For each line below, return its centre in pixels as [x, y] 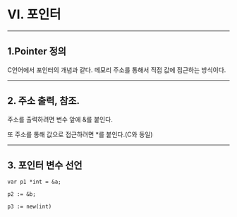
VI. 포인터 [34, 14]
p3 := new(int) [30, 207]
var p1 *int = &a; [34, 182]
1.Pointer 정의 [37, 51]
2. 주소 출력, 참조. [43, 101]
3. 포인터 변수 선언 [45, 165]
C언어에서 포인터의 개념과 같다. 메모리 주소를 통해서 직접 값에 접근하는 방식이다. [117, 70]
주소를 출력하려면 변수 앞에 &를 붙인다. [60, 119]
